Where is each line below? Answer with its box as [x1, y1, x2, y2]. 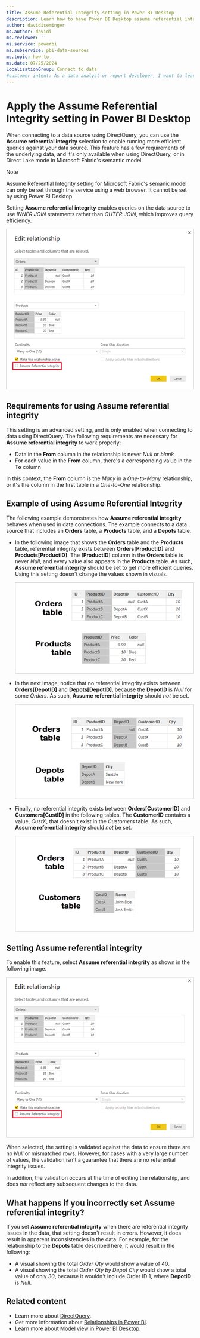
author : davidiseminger [6, 22, 65, 28]
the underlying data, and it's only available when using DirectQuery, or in [6, 151, 185, 158]
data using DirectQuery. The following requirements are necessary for [6, 432, 178, 440]
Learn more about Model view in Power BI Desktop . [14, 1325, 141, 1332]
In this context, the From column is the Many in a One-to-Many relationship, [6, 475, 192, 482]
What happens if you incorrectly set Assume [6, 1198, 176, 1208]
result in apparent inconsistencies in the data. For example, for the [6, 1235, 168, 1242]
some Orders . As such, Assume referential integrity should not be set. [14, 692, 189, 699]
